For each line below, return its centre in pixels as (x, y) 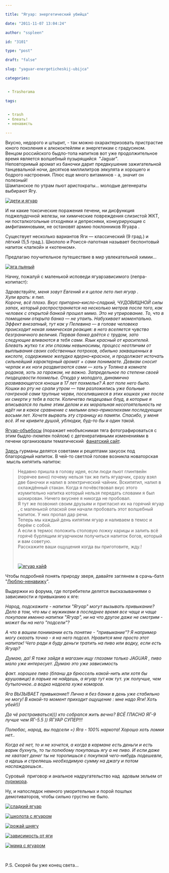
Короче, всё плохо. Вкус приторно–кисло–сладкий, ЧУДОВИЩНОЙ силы (84, 303)
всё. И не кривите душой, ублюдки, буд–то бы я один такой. (70, 421)
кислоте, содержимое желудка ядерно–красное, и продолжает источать (84, 356)
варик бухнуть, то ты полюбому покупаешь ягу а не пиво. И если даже (82, 750)
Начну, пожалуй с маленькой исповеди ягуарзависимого (67, 277)
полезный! (16, 180)
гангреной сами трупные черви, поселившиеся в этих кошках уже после (84, 394)
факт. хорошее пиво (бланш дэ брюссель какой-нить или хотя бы (76, 673)
